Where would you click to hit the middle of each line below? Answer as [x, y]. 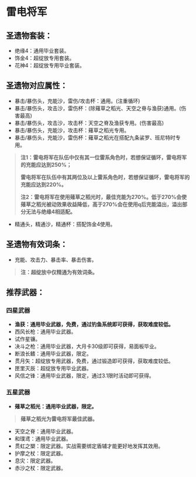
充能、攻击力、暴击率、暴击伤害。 [56, 259]
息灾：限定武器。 [35, 461]
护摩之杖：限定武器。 [40, 453]
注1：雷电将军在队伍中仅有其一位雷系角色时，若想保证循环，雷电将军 [104, 157]
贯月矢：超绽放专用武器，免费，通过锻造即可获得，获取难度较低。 [94, 361]
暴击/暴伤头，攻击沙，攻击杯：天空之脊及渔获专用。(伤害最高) [89, 123]
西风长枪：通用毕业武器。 [45, 331]
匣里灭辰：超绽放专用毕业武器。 [53, 368]
